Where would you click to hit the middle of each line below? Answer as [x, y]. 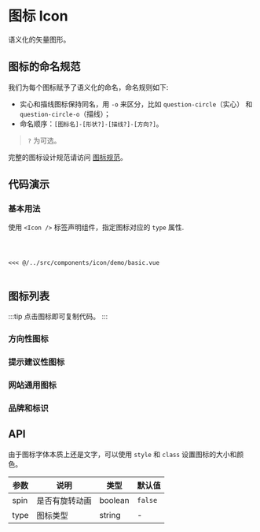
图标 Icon [38, 16]
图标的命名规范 [44, 67]
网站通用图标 [33, 385]
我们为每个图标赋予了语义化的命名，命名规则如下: [88, 87]
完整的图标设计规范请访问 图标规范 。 [68, 157]
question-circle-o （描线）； [65, 113]
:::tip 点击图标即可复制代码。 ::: [58, 317]
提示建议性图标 [37, 362]
